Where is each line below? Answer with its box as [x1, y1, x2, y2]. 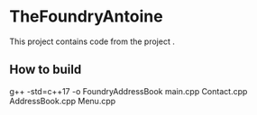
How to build [9, 62, 82, 77]
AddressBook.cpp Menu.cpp [9, 95, 116, 106]
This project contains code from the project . [9, 36, 176, 47]
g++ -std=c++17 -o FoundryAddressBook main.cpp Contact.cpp [9, 85, 248, 96]
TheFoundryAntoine [9, 6, 164, 27]
